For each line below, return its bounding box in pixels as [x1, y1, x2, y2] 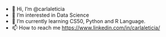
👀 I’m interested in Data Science [11, 12, 89, 18]
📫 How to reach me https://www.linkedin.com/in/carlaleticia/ [11, 24, 161, 31]
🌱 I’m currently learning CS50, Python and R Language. [11, 18, 146, 24]
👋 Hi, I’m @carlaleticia [11, 6, 65, 12]
